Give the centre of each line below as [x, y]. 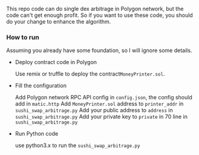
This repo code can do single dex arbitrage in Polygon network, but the [95, 9]
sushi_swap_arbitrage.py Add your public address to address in [94, 110]
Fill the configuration [41, 86]
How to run [23, 37]
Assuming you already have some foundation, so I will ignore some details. [99, 50]
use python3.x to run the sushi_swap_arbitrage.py [77, 145]
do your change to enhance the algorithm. [59, 21]
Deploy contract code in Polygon [56, 62]
